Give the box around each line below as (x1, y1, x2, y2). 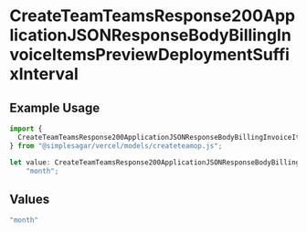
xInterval (9, 64, 79, 85)
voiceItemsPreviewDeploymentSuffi (9, 45, 291, 65)
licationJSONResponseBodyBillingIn (9, 25, 292, 46)
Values (9, 191, 50, 206)
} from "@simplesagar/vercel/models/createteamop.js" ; (9, 141, 223, 151)
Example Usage (9, 100, 101, 115)
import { (9, 124, 43, 133)
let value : (9, 157, 51, 167)
